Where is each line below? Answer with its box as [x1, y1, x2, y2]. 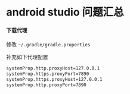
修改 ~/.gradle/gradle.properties [6, 41, 91, 48]
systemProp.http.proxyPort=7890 [6, 82, 86, 88]
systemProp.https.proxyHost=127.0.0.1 [6, 77, 103, 83]
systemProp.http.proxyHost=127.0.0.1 [6, 65, 100, 71]
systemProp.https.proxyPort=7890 [6, 71, 89, 77]
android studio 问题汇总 [6, 5, 124, 19]
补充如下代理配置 [6, 54, 48, 61]
